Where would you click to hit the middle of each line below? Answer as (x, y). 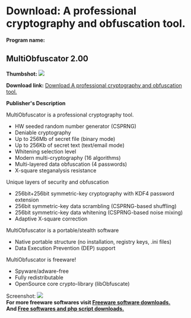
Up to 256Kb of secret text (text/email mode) (69, 145)
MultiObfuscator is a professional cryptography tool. (70, 115)
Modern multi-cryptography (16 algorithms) (68, 158)
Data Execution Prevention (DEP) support (65, 248)
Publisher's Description (36, 103)
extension (27, 200)
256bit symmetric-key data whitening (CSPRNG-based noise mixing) (99, 212)
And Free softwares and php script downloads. (65, 308)
